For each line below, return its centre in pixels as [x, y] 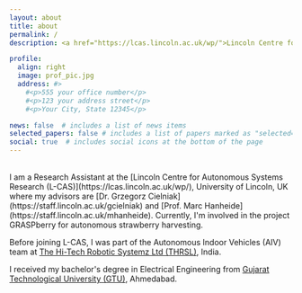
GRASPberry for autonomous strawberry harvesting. [107, 225]
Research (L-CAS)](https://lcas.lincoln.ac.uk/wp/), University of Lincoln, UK [149, 186]
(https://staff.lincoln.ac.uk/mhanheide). [81, 215]
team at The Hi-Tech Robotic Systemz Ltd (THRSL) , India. [115, 252]
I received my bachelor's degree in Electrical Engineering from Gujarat [139, 269]
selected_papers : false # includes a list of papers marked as [130, 134]
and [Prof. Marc [174, 206]
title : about [34, 26]
